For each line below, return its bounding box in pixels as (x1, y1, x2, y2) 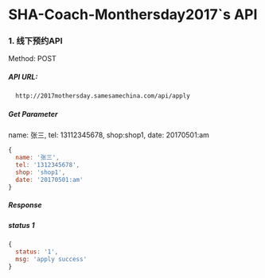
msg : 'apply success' (15, 255, 88, 263)
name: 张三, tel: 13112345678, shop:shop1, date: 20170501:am (8, 130, 209, 140)
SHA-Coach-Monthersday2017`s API (8, 6, 258, 24)
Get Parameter (8, 109, 58, 118)
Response (8, 200, 42, 210)
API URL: (8, 72, 38, 82)
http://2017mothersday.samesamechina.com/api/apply (15, 92, 191, 100)
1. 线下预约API (8, 36, 63, 47)
